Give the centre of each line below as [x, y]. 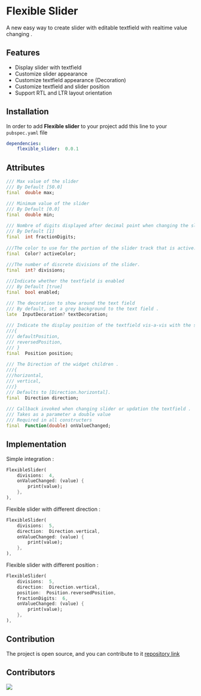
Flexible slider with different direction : [53, 509]
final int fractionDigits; [41, 237]
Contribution [31, 639]
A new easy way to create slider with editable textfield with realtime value [97, 28]
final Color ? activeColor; [41, 254]
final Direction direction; [42, 398]
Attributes [25, 168]
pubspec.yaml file [27, 132]
